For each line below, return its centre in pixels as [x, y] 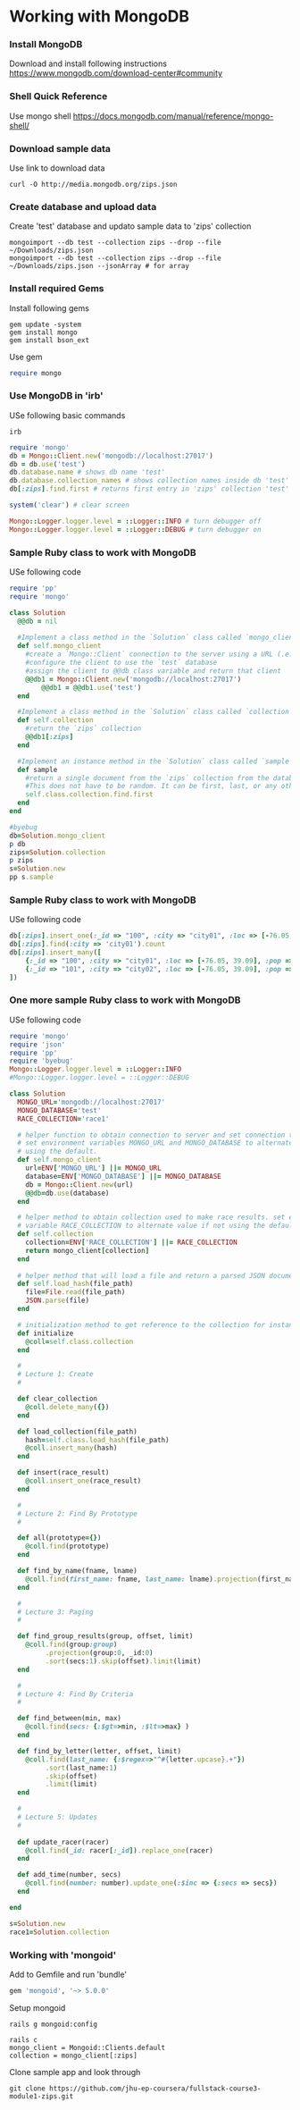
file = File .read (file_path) [75, 1292]
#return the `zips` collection [83, 729]
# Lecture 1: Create [55, 1374]
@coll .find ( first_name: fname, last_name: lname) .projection [141, 1579]
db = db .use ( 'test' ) [48, 464]
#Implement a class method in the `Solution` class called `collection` [155, 712]
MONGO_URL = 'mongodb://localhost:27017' [92, 1102]
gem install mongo [43, 332]
